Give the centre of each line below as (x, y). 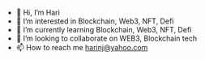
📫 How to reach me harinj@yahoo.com (82, 47)
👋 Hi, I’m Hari (38, 13)
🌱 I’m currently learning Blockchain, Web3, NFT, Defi (104, 30)
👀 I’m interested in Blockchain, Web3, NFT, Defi (95, 21)
